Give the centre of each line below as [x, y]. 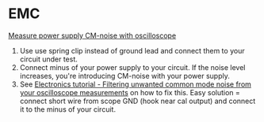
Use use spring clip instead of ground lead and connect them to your [132, 50]
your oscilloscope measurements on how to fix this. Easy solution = [130, 92]
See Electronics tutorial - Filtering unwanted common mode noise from [136, 84]
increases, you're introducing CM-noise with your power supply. [124, 76]
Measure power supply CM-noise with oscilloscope [92, 35]
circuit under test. [48, 59]
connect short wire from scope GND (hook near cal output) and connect [138, 101]
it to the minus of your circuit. [68, 109]
